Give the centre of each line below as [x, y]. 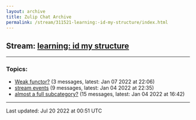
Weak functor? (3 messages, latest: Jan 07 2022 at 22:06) [85, 82]
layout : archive [26, 11]
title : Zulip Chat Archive [39, 17]
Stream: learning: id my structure [68, 46]
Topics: [17, 69]
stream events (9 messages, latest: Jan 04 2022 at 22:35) [84, 88]
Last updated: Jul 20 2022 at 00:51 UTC [54, 111]
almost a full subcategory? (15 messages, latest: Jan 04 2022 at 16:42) [99, 94]
